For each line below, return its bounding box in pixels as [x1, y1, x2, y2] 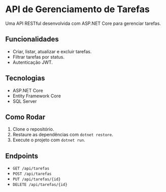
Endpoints [5, 151, 39, 160]
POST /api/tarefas [12, 171, 52, 177]
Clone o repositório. [12, 126, 54, 132]
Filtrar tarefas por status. [12, 54, 65, 60]
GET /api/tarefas [12, 166, 50, 171]
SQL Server [12, 98, 37, 104]
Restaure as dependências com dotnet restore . [12, 132, 113, 138]
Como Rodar [5, 112, 46, 121]
